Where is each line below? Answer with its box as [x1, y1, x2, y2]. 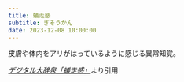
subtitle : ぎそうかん [8, 19, 73, 27]
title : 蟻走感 [8, 11, 51, 20]
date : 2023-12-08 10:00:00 [8, 26, 97, 34]
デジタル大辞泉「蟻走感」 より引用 [8, 65, 119, 75]
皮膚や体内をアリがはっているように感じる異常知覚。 [8, 49, 181, 58]
